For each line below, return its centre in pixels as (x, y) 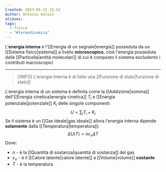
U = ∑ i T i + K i (83, 113)
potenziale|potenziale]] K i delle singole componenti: (58, 104)
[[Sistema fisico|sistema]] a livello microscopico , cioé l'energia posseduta (81, 52)
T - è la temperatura (33, 164)
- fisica (19, 28)
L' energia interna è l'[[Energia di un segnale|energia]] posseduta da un (78, 47)
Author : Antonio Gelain (30, 14)
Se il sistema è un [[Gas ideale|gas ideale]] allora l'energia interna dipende (81, 121)
